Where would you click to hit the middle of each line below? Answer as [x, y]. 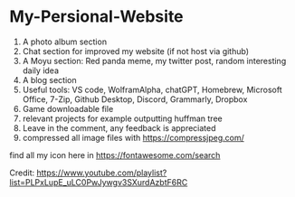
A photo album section [64, 42]
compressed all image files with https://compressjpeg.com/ [133, 137]
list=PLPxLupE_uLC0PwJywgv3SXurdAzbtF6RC [99, 182]
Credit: [22, 173]
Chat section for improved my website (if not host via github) [136, 51]
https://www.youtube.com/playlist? [101, 173]
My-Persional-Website [96, 17]
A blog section [49, 80]
